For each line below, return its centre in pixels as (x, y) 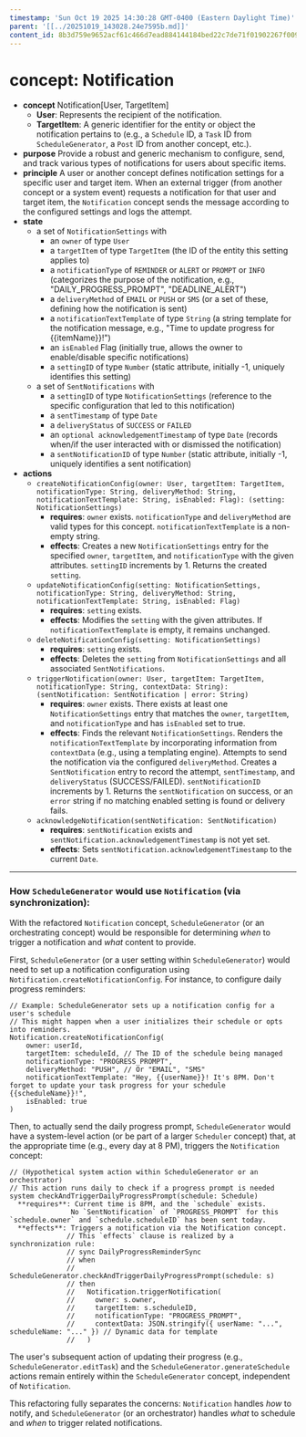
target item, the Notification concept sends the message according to (156, 203)
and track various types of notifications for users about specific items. (154, 163)
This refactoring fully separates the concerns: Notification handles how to (151, 1403)
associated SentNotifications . (107, 669)
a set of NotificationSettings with (101, 231)
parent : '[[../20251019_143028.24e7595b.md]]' (99, 26)
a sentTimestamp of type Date (103, 415)
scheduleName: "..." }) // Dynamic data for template (114, 1332)
